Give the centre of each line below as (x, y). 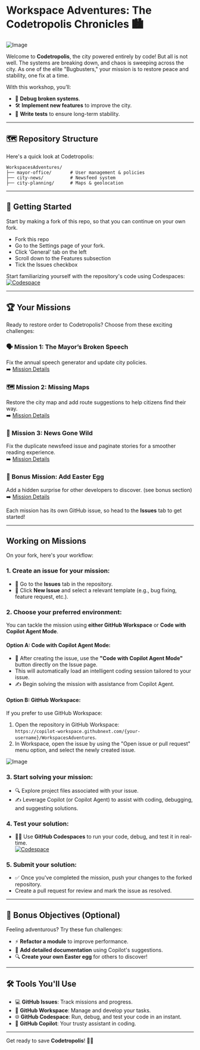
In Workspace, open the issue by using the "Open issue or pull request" (102, 744)
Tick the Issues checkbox (46, 264)
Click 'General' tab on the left (51, 252)
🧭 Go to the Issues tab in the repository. (64, 584)
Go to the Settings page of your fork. (60, 245)
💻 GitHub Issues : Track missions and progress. (74, 1002)
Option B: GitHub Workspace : (43, 700)
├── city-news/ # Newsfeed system (61, 178)
